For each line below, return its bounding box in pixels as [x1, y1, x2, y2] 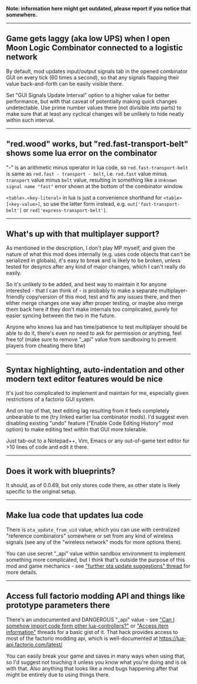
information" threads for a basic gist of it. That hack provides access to [6, 628, 178, 635]
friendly [6, 293, 25, 300]
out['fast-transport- [127, 201, 181, 207]
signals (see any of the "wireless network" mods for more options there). [6, 538, 182, 545]
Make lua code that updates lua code [6, 511, 144, 521]
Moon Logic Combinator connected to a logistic [6, 43, 184, 53]
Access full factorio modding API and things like [6, 591, 186, 601]
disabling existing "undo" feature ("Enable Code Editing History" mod [6, 420, 174, 427]
